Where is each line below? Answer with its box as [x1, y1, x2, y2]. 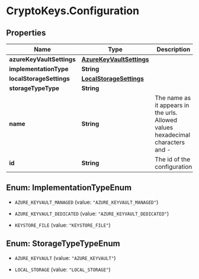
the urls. [155, 108, 178, 117]
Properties [6, 28, 46, 38]
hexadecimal [155, 131, 191, 139]
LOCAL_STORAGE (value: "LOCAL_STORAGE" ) [14, 265, 111, 273]
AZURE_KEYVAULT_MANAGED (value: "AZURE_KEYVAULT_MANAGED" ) [14, 198, 159, 206]
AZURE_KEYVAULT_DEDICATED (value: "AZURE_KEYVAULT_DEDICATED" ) [14, 210, 169, 217]
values [155, 123, 174, 132]
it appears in [155, 101, 190, 109]
